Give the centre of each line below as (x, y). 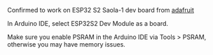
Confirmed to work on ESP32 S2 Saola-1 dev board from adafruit (101, 10)
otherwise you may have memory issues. (67, 44)
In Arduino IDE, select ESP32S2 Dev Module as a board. (88, 23)
